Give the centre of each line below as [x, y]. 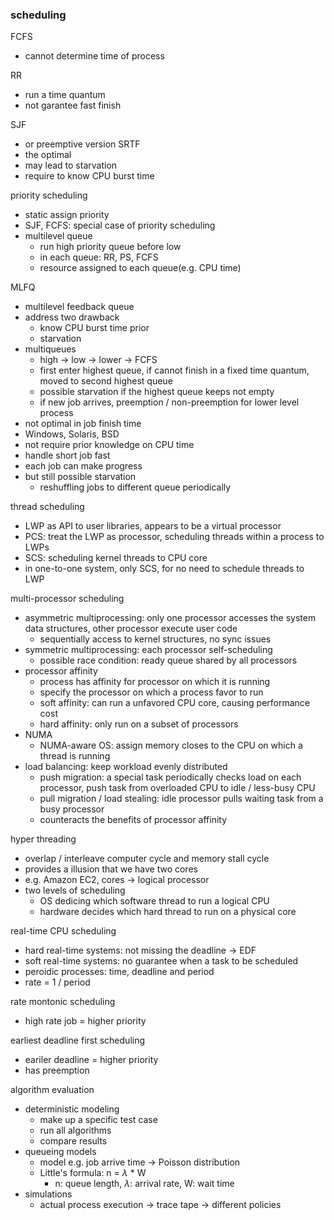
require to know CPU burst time [89, 176]
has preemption [57, 1070]
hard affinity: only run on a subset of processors [139, 724]
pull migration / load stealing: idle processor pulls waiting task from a [181, 799]
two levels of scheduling [75, 890]
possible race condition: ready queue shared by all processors [168, 660]
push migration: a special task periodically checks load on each [170, 777]
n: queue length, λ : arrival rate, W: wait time [144, 1184]
